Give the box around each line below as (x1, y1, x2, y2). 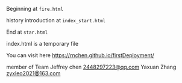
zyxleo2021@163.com (6, 70, 61, 77)
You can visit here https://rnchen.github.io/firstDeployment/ (6, 52, 155, 59)
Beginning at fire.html (6, 5, 63, 12)
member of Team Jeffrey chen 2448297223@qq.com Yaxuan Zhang (6, 63, 177, 70)
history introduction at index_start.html (6, 17, 106, 23)
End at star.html (6, 28, 48, 35)
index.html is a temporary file (6, 40, 79, 47)
